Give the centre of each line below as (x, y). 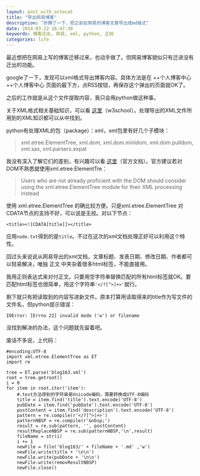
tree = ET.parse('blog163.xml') (46, 373)
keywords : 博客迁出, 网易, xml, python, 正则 (60, 34)
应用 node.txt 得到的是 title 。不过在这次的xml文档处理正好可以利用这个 (93, 236)
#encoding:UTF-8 (26, 352)
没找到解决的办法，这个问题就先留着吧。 (56, 327)
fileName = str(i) (40, 437)
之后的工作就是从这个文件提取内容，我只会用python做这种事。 (82, 97)
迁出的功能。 (22, 65)
